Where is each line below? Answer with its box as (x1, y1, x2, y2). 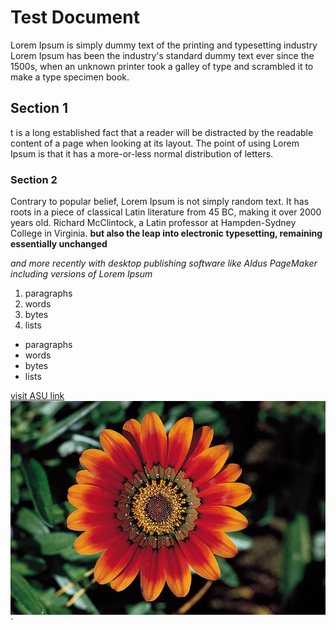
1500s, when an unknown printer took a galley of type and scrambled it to (10, 60, 314, 72)
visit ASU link (10, 390, 65, 402)
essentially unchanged (10, 238, 108, 250)
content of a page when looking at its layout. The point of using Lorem (10, 137, 300, 149)
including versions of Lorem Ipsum (10, 268, 153, 280)
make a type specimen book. (10, 71, 130, 83)
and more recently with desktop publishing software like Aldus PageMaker (10, 257, 318, 270)
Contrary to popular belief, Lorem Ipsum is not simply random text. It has (10, 196, 310, 208)
